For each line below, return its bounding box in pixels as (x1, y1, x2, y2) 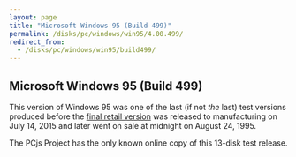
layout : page (9, 12, 57, 22)
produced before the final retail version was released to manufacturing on (9, 111, 278, 122)
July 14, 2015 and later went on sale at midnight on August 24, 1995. (9, 120, 257, 131)
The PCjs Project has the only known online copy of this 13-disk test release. (9, 138, 288, 148)
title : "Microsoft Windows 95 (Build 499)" (9, 21, 172, 30)
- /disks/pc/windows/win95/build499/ (17, 46, 156, 55)
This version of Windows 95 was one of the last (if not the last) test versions (9, 101, 287, 112)
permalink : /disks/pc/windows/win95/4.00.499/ (9, 29, 184, 38)
